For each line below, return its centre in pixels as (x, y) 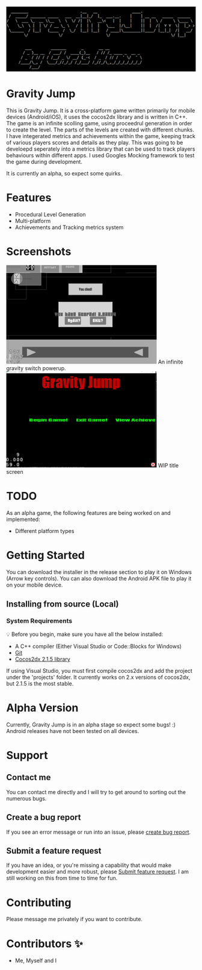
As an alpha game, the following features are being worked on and (89, 513)
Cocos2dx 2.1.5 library (42, 659)
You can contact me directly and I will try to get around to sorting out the (96, 792)
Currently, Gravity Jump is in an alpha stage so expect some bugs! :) (91, 725)
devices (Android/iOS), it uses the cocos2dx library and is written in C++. (97, 117)
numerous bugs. (26, 798)
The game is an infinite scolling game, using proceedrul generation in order (99, 124)
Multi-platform (33, 221)
